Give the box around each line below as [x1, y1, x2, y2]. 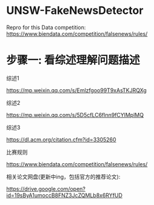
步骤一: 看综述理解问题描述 [6, 53, 140, 67]
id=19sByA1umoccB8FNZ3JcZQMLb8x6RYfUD [6, 192, 122, 199]
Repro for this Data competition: [6, 24, 86, 31]
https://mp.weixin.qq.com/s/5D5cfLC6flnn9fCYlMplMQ [6, 111, 144, 118]
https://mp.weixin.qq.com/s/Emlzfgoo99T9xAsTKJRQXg [6, 86, 147, 94]
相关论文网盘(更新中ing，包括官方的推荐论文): [6, 173, 121, 180]
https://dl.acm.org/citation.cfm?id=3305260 [6, 136, 116, 143]
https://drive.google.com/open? [6, 185, 86, 192]
